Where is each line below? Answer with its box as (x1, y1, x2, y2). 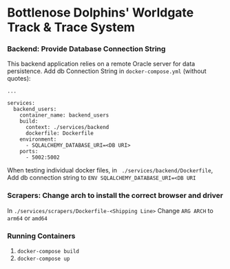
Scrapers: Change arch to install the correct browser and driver (7, 191, 224, 201)
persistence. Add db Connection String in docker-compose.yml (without (7, 67, 207, 75)
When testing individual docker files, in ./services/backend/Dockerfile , (7, 166, 213, 175)
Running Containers (7, 231, 76, 241)
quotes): (7, 74, 31, 83)
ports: (19, 148, 39, 155)
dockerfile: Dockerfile (25, 130, 94, 137)
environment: (19, 136, 57, 143)
